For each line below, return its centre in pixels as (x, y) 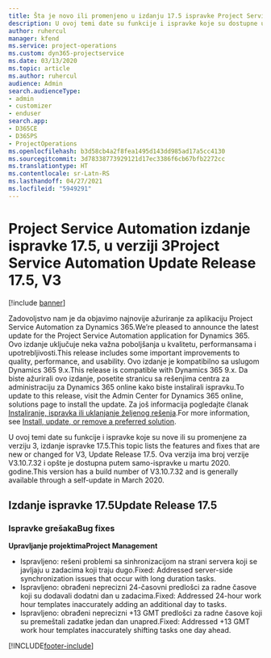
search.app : (28, 121)
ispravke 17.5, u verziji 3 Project (114, 245)
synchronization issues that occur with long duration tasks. (118, 579)
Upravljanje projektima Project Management (83, 546)
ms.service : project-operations (63, 46)
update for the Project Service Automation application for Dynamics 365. (129, 335)
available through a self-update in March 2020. (86, 480)
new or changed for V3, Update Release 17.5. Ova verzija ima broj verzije (129, 454)
